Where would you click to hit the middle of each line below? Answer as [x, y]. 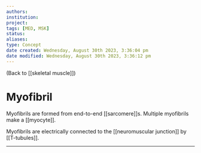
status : [16, 34]
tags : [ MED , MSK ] [28, 28]
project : [17, 23]
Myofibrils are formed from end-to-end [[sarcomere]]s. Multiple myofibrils [98, 113]
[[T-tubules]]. [23, 138]
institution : [22, 17]
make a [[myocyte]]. [31, 120]
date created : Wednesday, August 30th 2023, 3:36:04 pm [77, 51]
